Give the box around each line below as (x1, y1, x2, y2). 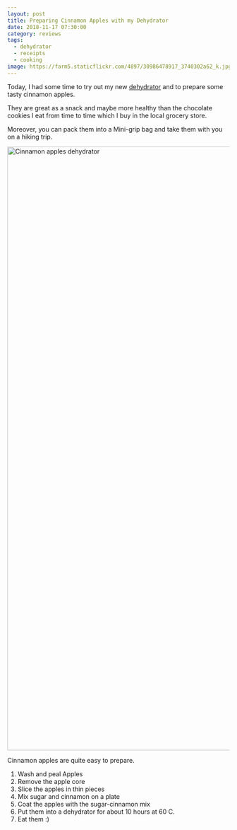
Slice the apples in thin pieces (17, 785, 105, 793)
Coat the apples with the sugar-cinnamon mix (17, 800, 150, 808)
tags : (7, 37, 23, 44)
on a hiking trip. (7, 132, 53, 141)
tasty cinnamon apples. (7, 90, 75, 98)
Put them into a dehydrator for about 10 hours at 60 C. (17, 807, 175, 816)
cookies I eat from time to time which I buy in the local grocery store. (7, 111, 207, 120)
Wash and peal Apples (17, 769, 83, 778)
